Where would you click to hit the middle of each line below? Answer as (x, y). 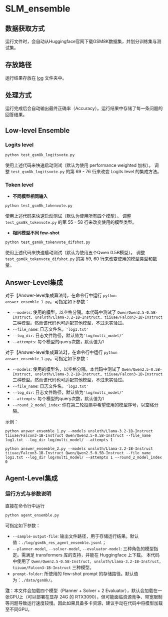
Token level (19, 185)
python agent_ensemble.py (32, 515)
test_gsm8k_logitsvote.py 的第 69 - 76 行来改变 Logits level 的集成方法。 (86, 172)
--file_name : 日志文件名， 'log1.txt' (50, 329)
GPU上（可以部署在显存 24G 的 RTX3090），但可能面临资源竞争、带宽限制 (86, 596)
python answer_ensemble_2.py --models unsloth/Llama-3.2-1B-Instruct (79, 449)
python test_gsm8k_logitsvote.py (40, 155)
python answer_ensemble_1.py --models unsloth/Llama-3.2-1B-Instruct (79, 431)
